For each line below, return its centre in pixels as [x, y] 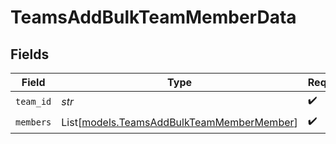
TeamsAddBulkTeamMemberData [153, 17]
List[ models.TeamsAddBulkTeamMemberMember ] [179, 122]
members [33, 122]
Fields [30, 54]
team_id [33, 101]
